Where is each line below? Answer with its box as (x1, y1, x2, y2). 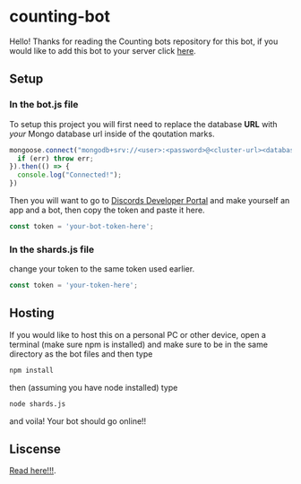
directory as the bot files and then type (9, 348, 153, 359)
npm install (9, 366, 54, 375)
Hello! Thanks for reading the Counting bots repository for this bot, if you (9, 36, 279, 47)
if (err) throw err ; (17, 154, 94, 163)
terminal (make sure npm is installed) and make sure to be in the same (9, 339, 269, 350)
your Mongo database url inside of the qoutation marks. (9, 128, 215, 139)
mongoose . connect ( (9, 145, 78, 154)
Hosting (9, 306, 56, 321)
